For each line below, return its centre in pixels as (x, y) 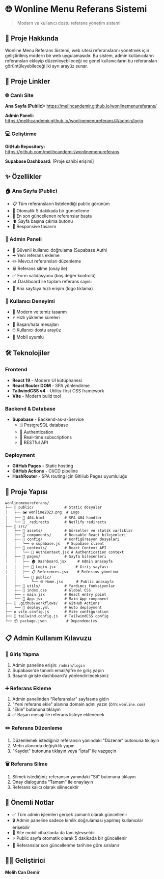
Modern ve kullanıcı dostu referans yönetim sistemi (69, 23)
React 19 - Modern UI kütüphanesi (47, 380)
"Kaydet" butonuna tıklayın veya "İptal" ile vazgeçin (64, 751)
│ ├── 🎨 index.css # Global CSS (48, 590)
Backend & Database (30, 409)
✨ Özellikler (23, 177)
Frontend (16, 370)
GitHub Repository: (25, 146)
